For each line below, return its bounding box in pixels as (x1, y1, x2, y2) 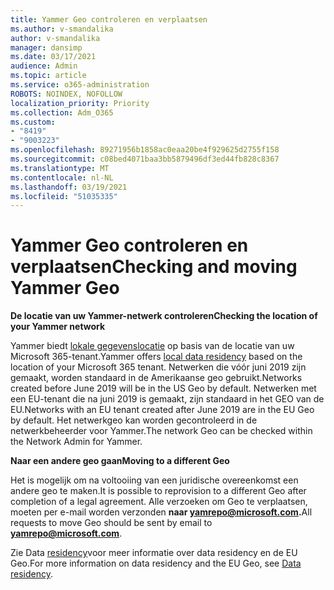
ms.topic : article (10, 71, 87, 81)
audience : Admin (10, 61, 78, 71)
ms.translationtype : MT (10, 163, 110, 173)
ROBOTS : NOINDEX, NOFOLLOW (10, 89, 123, 99)
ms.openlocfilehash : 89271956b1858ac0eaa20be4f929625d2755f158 (10, 145, 280, 155)
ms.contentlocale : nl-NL (10, 172, 114, 183)
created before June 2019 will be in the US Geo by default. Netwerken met (10, 382, 317, 395)
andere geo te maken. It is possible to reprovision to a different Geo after (10, 485, 307, 497)
